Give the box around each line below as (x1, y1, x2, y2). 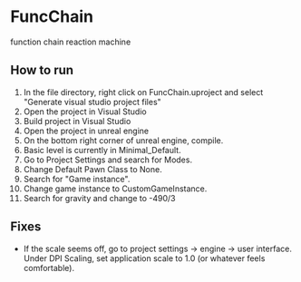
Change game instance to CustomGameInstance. (23, 183, 208, 194)
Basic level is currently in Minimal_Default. (23, 144, 181, 155)
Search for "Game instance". (23, 173, 131, 184)
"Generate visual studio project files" (23, 96, 161, 107)
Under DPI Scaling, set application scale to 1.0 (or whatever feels (23, 252, 266, 264)
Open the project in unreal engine (23, 125, 149, 136)
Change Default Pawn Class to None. (23, 163, 162, 174)
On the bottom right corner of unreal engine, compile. (23, 134, 224, 146)
